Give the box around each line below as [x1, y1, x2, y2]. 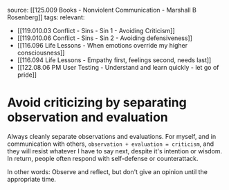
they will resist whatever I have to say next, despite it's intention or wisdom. [7, 146, 223, 155]
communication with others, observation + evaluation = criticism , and [7, 140, 214, 148]
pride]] [17, 70, 37, 79]
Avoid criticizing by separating [7, 95, 187, 111]
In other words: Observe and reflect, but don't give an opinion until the [7, 167, 208, 175]
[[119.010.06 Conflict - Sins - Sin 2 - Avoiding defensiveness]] [17, 34, 192, 42]
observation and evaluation [7, 110, 168, 125]
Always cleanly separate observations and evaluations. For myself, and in [7, 132, 217, 140]
